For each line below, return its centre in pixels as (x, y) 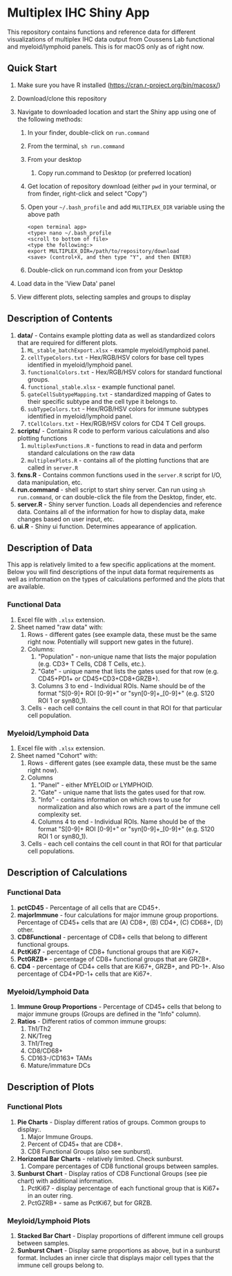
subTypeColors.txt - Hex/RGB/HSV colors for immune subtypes (118, 409)
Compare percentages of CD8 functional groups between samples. (123, 1166)
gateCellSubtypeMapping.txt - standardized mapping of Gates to (119, 394)
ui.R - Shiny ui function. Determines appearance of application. (107, 526)
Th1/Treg (40, 1043)
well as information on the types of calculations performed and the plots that (116, 580)
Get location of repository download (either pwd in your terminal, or (122, 186)
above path (43, 214)
